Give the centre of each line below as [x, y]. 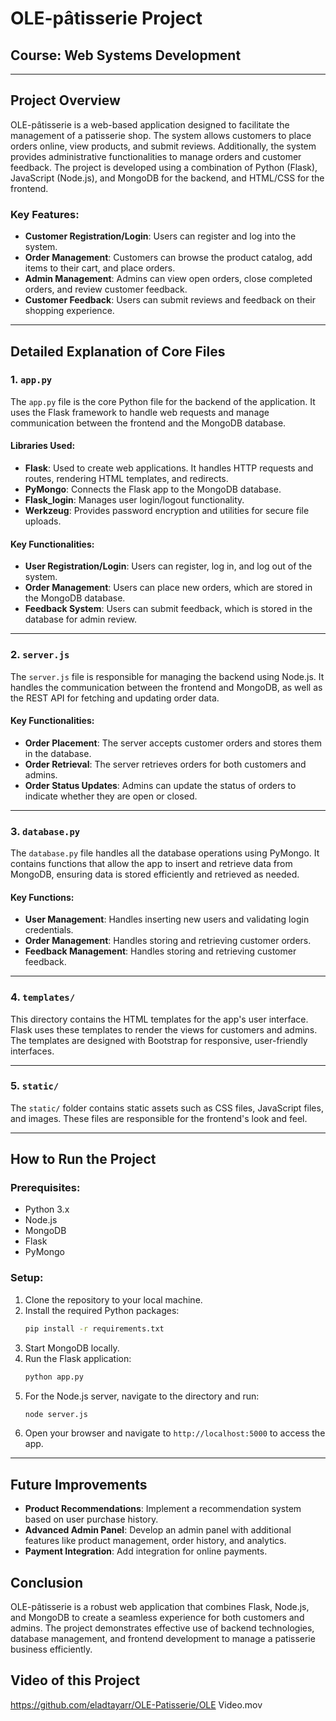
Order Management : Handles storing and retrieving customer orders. [168, 941]
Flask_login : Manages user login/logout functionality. [134, 500]
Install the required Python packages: [102, 1310]
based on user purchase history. [91, 1519]
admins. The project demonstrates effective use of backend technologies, [162, 1628]
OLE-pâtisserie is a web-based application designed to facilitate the [150, 124]
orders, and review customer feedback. [106, 289]
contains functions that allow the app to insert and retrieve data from [151, 863]
